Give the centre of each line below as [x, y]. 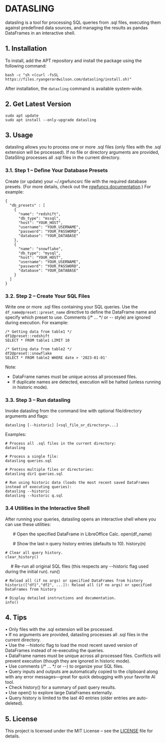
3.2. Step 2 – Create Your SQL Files [48, 296]
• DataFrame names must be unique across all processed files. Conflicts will [83, 656]
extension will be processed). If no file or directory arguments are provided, [82, 152]
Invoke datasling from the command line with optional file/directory [74, 411]
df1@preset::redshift [28, 336]
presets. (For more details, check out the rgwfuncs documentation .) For [78, 186]
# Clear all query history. [34, 553]
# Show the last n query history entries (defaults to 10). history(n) [79, 543]
